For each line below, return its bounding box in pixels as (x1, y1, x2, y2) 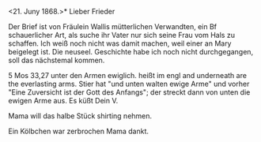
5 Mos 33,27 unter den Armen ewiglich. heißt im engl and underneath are (8, 71, 248, 80)
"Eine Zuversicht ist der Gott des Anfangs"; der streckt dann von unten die (8, 88, 251, 97)
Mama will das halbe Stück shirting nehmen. (8, 111, 153, 121)
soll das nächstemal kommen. (8, 55, 105, 65)
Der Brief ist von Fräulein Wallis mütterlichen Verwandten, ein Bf (8, 22, 217, 31)
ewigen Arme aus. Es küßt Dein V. (8, 96, 119, 105)
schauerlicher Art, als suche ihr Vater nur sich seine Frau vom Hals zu (8, 31, 236, 39)
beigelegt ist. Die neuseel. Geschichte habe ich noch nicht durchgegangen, (8, 47, 254, 56)
